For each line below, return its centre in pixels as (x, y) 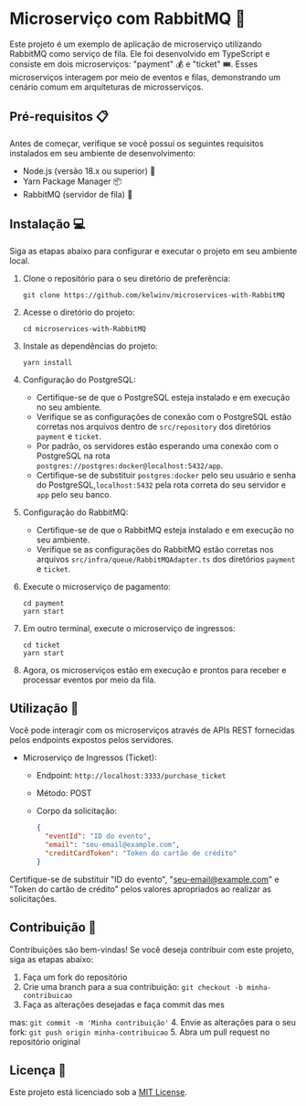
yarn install (47, 362)
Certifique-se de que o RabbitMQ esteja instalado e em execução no (165, 530)
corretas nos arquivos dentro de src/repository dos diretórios (153, 426)
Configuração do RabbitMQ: (75, 512)
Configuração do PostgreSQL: (79, 380)
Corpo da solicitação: (76, 811)
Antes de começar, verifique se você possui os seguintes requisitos (137, 143)
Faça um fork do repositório (75, 977)
